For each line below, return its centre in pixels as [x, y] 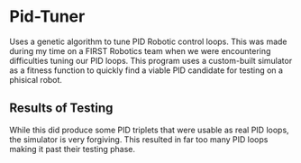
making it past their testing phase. [73, 149]
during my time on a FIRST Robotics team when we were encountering [140, 50]
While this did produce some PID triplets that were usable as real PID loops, [150, 130]
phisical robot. [36, 79]
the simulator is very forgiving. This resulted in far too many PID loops [139, 139]
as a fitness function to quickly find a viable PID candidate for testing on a [146, 70]
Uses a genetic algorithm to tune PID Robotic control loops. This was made [148, 41]
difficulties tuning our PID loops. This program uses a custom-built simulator [151, 60]
